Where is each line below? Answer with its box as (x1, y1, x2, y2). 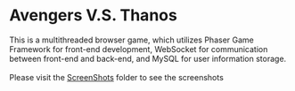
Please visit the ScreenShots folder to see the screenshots (9, 72, 225, 82)
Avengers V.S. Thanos (9, 5, 178, 26)
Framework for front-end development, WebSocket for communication (9, 43, 268, 54)
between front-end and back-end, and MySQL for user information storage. (9, 53, 287, 64)
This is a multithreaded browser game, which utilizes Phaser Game (9, 34, 254, 45)
